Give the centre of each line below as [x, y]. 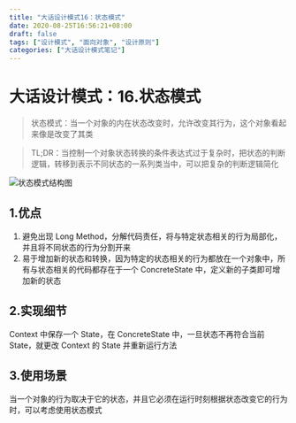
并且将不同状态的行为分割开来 [76, 247]
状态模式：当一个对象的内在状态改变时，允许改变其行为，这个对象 [151, 123]
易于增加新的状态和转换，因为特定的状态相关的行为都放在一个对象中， [150, 258]
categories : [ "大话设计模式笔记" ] [67, 50]
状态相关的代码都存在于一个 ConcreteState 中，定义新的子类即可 [155, 269]
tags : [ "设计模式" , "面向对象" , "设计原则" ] [84, 42]
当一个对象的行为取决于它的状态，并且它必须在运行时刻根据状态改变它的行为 [148, 398]
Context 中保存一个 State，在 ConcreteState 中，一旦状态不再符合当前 [137, 334]
